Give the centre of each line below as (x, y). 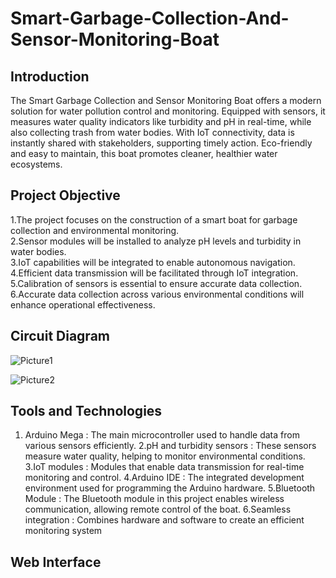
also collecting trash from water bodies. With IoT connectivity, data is (152, 132)
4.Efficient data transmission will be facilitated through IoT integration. (154, 273)
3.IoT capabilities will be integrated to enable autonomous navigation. (153, 262)
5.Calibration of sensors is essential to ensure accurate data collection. (156, 283)
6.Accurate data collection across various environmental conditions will (157, 294)
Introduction (50, 76)
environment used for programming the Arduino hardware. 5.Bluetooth (170, 488)
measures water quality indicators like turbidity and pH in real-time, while (161, 121)
